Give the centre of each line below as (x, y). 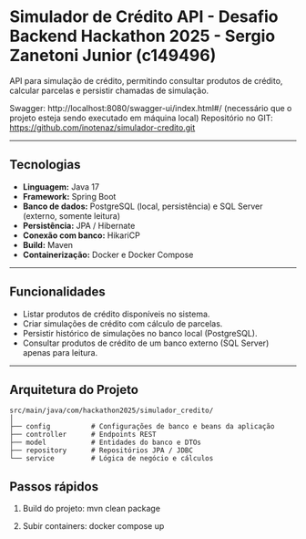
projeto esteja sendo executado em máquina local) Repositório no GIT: (141, 118)
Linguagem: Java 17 (61, 187)
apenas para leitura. (60, 352)
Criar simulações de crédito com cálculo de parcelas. (122, 323)
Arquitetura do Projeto (74, 389)
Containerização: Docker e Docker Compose (108, 254)
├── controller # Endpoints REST (83, 435)
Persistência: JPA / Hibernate (79, 225)
